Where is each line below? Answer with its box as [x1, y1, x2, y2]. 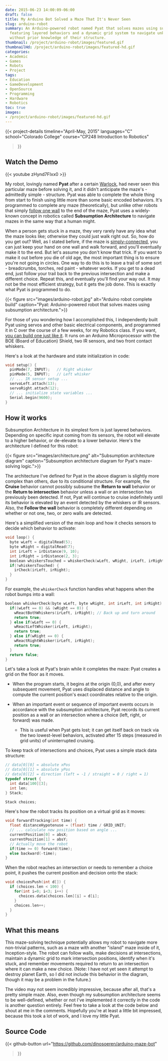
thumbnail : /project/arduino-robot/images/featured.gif [5, 40, 124, 45]
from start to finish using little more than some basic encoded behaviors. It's [5, 196, 162, 203]
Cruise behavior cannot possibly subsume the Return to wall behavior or [5, 484, 156, 490]
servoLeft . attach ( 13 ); [9, 381, 57, 386]
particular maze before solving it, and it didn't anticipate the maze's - [5, 186, 147, 192]
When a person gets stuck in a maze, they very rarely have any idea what [5, 228, 156, 234]
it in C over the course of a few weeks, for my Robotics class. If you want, [5, 327, 157, 333]
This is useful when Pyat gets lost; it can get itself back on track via [19, 727, 159, 733]
